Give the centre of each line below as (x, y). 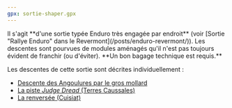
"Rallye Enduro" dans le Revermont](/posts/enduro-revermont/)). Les (106, 41)
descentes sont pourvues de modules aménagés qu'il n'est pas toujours (111, 48)
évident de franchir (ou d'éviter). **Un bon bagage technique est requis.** (115, 56)
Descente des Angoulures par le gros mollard (82, 83)
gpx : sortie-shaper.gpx (42, 14)
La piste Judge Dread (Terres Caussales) (76, 90)
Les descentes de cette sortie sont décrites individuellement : (96, 69)
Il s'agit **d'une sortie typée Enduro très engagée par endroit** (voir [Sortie (116, 33)
